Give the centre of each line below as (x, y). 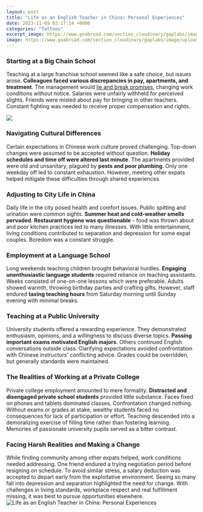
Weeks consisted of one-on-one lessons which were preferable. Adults (95, 281)
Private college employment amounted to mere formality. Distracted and (97, 390)
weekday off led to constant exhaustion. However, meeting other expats (96, 172)
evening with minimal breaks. (43, 300)
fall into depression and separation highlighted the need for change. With (97, 484)
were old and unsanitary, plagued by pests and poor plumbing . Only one (97, 166)
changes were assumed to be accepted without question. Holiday (88, 153)
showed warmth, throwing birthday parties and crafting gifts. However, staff (101, 288)
